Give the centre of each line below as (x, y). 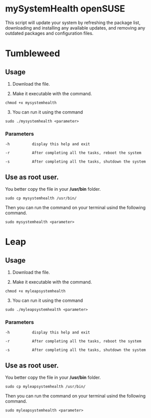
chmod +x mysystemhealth (31, 103)
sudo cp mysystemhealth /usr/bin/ (41, 198)
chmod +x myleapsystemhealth (35, 291)
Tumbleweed (33, 54)
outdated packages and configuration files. (49, 33)
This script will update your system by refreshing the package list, (73, 23)
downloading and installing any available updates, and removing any (75, 28)
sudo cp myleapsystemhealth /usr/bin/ (45, 387)
